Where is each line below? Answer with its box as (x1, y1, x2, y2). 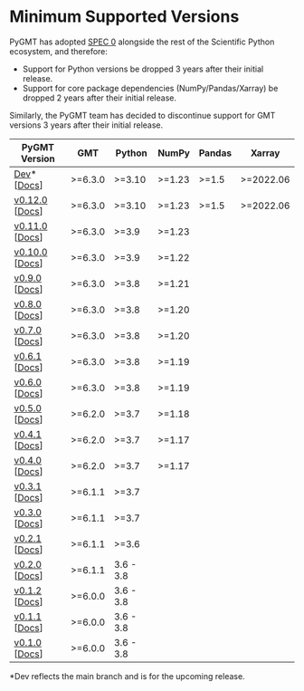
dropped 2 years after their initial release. (22, 92, 176, 103)
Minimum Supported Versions (9, 6, 240, 27)
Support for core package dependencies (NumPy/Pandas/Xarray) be (22, 82, 279, 93)
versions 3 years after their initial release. (9, 120, 164, 130)
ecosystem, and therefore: (9, 45, 109, 56)
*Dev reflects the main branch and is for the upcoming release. (9, 670, 246, 681)
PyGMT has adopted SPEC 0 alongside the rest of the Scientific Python (9, 36, 275, 47)
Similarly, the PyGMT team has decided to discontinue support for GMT (9, 110, 276, 120)
